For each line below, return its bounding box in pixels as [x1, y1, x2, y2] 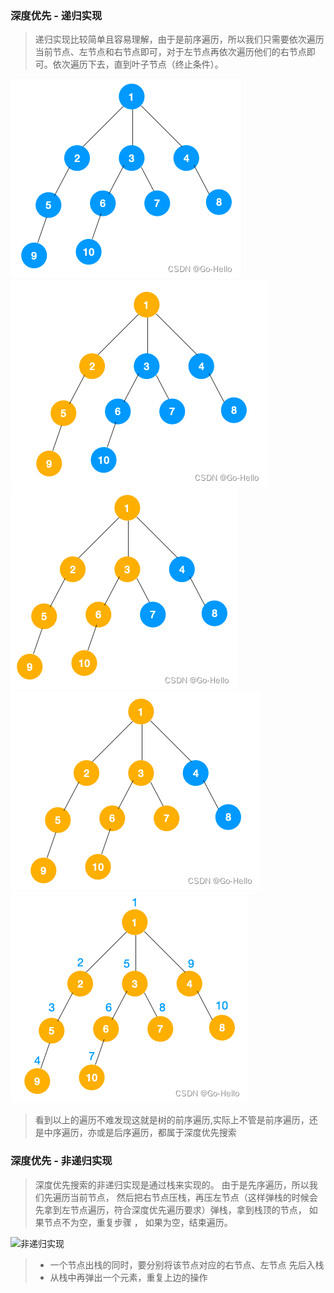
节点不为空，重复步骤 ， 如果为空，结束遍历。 [43, 1216, 233, 1228]
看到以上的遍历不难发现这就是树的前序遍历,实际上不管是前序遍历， [34, 1114, 310, 1126]
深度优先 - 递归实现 [10, 8, 103, 22]
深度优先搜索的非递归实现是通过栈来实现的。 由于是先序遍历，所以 [34, 1178, 310, 1191]
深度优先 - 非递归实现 [10, 1154, 113, 1168]
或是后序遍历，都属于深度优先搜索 [96, 1127, 237, 1139]
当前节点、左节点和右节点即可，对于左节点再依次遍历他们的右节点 [34, 46, 307, 58]
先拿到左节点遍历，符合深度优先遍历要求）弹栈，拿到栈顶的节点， [34, 1203, 307, 1216]
